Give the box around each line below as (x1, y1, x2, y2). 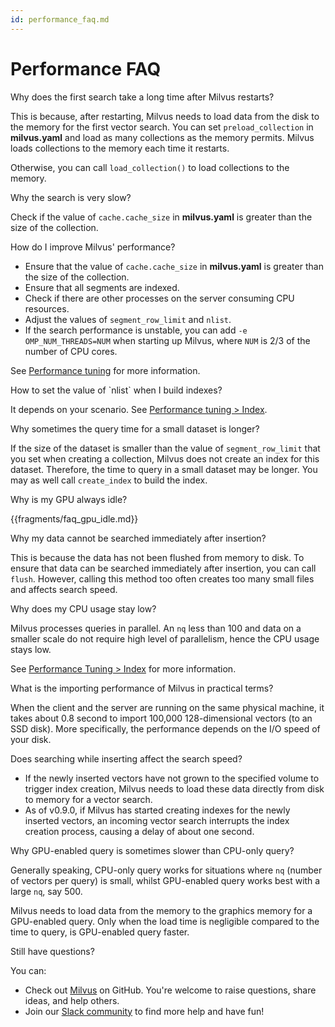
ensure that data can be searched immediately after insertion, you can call (10, 562, 317, 574)
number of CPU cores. (24, 345, 118, 357)
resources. (24, 302, 70, 315)
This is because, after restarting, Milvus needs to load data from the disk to (10, 110, 320, 122)
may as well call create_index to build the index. (10, 474, 208, 486)
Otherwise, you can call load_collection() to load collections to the (10, 161, 290, 173)
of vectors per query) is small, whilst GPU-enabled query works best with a (10, 874, 321, 886)
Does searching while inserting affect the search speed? (10, 752, 243, 765)
